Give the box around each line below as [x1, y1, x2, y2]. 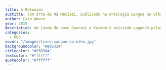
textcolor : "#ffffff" [5, 53, 50, 58]
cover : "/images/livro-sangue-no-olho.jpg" [5, 39, 96, 44]
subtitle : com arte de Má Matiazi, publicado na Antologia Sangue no [5, 12, 152, 17]
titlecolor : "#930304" [5, 48, 52, 53]
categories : [5, 30, 30, 35]
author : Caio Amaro [5, 16, 45, 21]
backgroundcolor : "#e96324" [5, 44, 63, 49]
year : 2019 [5, 21, 28, 26]
